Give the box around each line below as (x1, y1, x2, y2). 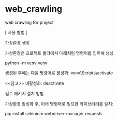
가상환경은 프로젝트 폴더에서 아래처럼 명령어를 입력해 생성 (5, 50, 114, 56)
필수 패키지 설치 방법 (5, 90, 44, 96)
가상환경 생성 (5, 40, 30, 46)
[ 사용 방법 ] (5, 29, 28, 35)
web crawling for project (5, 19, 54, 25)
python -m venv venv (5, 60, 47, 66)
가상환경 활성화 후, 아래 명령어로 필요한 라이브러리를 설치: (5, 101, 114, 106)
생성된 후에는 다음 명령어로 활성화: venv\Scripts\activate (5, 69, 113, 76)
